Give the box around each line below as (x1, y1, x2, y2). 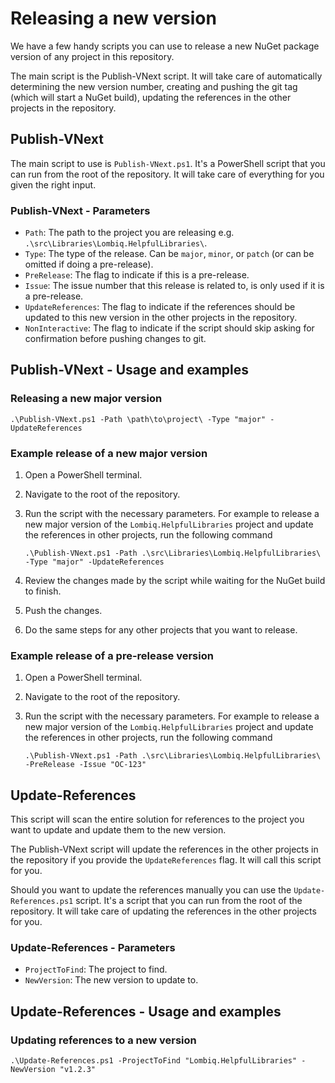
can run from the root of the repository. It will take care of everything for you (10, 168, 325, 180)
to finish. (24, 585, 62, 597)
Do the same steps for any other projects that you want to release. (24, 624, 298, 636)
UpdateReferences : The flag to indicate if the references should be (24, 301, 296, 313)
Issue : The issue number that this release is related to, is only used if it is (24, 280, 325, 292)
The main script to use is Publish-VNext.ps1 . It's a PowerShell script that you (10, 157, 326, 169)
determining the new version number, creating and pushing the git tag (10, 80, 298, 92)
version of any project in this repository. (10, 50, 175, 62)
